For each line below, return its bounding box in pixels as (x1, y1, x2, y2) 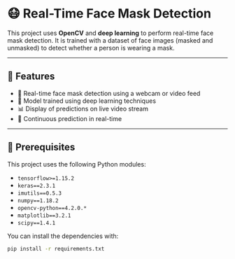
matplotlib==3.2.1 (17, 212, 71, 219)
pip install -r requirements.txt (7, 245, 105, 252)
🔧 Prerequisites (7, 141, 76, 153)
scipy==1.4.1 (17, 219, 56, 226)
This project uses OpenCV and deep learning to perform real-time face (7, 29, 214, 37)
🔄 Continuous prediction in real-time (17, 114, 122, 122)
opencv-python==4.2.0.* (17, 204, 87, 211)
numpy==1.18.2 (17, 197, 59, 204)
